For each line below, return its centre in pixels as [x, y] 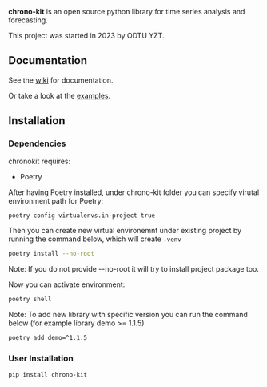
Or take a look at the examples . [60, 95]
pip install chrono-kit [48, 375]
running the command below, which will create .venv [95, 239]
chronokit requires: [40, 161]
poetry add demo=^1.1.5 [48, 338]
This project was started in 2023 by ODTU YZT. [87, 36]
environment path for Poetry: [56, 200]
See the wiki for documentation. [61, 80]
